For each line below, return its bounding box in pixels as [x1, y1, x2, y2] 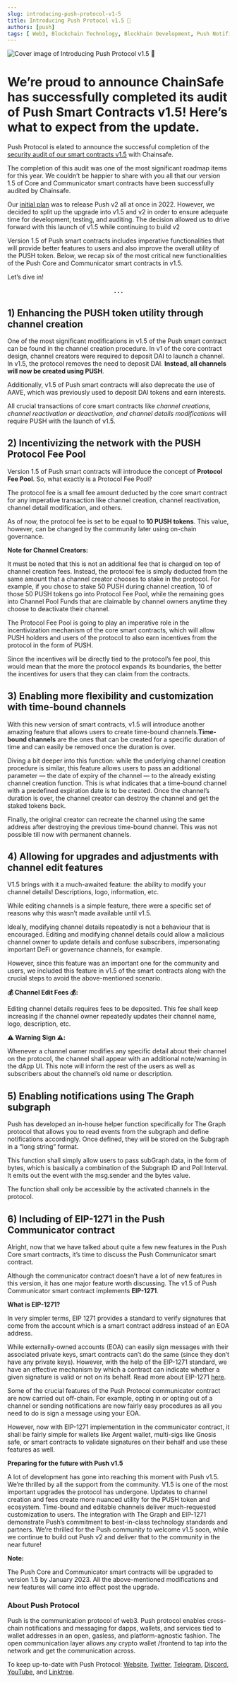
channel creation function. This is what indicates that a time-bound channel [7, 779, 227, 787]
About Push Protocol [7, 1600, 80, 1610]
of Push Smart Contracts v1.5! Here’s [7, 104, 228, 120]
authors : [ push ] [7, 23, 55, 30]
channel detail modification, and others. [7, 503, 123, 511]
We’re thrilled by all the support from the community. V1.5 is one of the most [7, 1480, 229, 1489]
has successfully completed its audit [7, 89, 228, 105]
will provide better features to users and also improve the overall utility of [7, 244, 220, 253]
